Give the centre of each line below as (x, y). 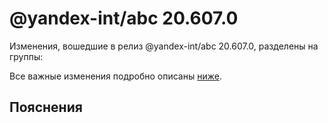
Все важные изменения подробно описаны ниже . (115, 76)
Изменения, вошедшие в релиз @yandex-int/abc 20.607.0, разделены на (164, 46)
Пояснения (46, 107)
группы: (26, 56)
